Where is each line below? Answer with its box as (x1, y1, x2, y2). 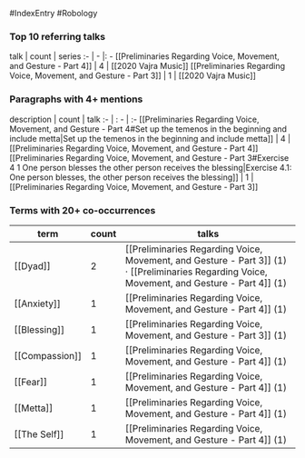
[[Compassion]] (14, 349, 83, 362)
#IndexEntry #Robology (9, 8, 98, 18)
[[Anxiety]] (14, 297, 61, 310)
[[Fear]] (14, 375, 48, 388)
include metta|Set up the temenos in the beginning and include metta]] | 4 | (9, 133, 291, 144)
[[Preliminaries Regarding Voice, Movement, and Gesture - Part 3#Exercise (9, 152, 290, 163)
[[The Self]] (14, 427, 64, 440)
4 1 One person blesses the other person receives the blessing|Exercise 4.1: (9, 162, 292, 173)
